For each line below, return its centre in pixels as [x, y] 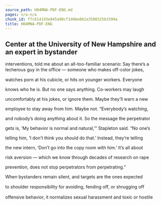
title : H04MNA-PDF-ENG [29, 24]
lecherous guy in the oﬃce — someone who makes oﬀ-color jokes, [75, 70]
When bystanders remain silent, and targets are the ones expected [74, 177]
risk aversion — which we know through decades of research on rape [77, 157]
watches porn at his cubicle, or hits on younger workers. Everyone [74, 80]
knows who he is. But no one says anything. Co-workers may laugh [75, 89]
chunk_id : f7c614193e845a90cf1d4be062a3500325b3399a [61, 19]
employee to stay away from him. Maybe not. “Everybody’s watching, [77, 109]
